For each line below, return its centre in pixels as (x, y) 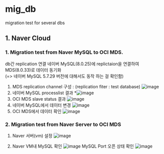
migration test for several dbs (35, 23)
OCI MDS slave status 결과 (39, 99)
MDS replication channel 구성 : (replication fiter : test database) (76, 86)
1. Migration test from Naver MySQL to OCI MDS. (64, 52)
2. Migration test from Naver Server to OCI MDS (63, 124)
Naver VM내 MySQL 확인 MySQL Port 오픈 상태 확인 (73, 146)
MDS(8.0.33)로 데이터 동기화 (33, 70)
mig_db (20, 9)
